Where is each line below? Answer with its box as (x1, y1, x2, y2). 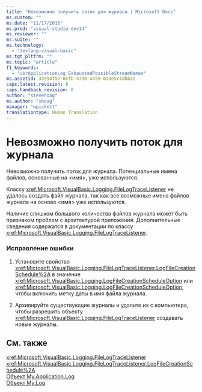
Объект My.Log (6, 379, 46, 387)
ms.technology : (6, 43, 44, 49)
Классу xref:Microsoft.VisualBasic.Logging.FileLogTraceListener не (6, 185, 174, 193)
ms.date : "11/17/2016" (6, 20, 63, 26)
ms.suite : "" (6, 37, 39, 43)
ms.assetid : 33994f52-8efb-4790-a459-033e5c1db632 (6, 76, 136, 82)
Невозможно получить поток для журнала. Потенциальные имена (6, 167, 177, 175)
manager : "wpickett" (6, 103, 58, 110)
